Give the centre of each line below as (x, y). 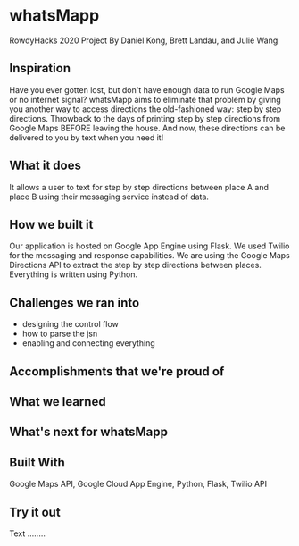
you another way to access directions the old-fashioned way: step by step (145, 109)
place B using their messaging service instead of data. (109, 197)
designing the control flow (70, 324)
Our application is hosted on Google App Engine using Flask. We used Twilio (149, 246)
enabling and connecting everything (89, 343)
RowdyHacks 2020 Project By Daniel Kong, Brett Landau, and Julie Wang (144, 40)
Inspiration (40, 68)
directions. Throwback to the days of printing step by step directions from (145, 118)
